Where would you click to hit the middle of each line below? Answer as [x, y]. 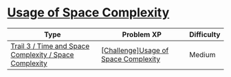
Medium [202, 54]
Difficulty [205, 34]
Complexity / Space [42, 54]
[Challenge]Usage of [135, 50]
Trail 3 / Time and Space [50, 46]
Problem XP [142, 34]
